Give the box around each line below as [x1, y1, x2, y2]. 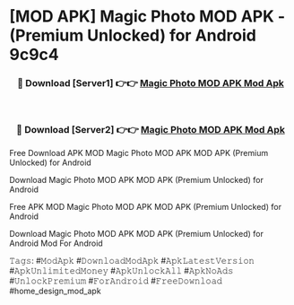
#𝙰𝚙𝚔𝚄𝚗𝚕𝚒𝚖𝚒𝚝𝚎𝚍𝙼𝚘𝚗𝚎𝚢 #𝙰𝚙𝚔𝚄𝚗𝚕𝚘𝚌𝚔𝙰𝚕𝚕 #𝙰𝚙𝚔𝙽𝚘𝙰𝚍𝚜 [9, 265, 234, 275]
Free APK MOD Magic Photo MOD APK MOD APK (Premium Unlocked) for [9, 201, 282, 212]
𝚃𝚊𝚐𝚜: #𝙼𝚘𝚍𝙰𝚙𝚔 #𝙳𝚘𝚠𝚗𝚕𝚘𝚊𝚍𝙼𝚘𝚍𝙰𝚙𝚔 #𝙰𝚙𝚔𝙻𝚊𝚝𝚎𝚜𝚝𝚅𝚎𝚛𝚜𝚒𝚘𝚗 [9, 255, 255, 266]
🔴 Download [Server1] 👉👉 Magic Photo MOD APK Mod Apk [16, 77, 284, 90]
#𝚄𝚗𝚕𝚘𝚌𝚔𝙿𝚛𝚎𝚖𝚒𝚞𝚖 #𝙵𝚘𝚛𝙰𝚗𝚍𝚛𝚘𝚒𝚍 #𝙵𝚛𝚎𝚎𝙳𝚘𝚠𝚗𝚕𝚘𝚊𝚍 [9, 275, 222, 286]
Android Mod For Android [9, 238, 103, 248]
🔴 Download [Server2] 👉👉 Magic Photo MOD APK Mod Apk [16, 124, 285, 136]
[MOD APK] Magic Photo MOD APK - [9, 6, 286, 27]
